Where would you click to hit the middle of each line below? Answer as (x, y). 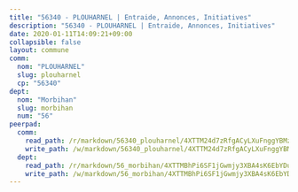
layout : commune (39, 50)
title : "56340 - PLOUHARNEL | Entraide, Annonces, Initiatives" (130, 17)
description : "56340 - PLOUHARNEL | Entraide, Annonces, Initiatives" (142, 26)
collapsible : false (45, 42)
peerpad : (25, 125)
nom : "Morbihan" (47, 100)
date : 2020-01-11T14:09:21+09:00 (71, 34)
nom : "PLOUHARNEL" (51, 67)
